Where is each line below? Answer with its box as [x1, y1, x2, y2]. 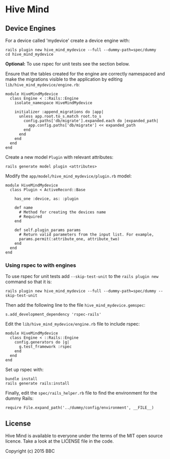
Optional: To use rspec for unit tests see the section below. [5, 61, 130, 67]
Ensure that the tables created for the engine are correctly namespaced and [5, 71, 165, 77]
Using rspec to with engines [5, 262, 77, 269]
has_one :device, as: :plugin [14, 196, 79, 201]
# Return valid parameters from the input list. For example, [18, 232, 154, 237]
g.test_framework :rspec [18, 344, 72, 350]
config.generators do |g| [14, 340, 70, 345]
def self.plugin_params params [14, 227, 81, 233]
